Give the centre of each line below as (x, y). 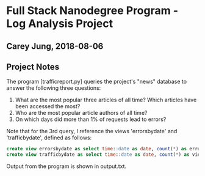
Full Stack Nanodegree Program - (92, 11)
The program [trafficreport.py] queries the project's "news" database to (97, 82)
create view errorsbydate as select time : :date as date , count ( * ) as (97, 149)
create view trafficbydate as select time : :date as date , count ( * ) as (98, 155)
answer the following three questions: (54, 88)
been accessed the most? (48, 106)
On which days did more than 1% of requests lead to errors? (91, 119)
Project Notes (33, 67)
